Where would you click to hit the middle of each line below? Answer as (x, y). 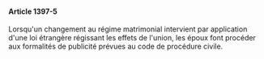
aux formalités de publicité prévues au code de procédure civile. (116, 46)
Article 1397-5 (33, 11)
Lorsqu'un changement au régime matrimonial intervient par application (128, 29)
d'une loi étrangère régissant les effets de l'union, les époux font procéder (132, 38)
